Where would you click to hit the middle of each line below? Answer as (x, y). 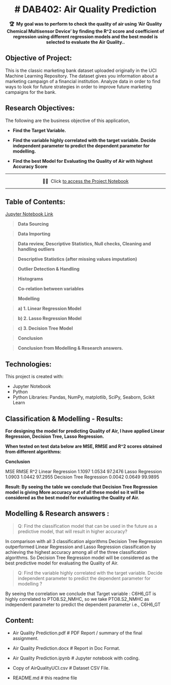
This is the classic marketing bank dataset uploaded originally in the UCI (81, 70)
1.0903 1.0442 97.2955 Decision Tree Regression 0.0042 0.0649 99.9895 (82, 477)
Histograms (30, 279)
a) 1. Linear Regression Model (49, 309)
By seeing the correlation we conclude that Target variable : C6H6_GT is (81, 594)
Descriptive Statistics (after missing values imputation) (77, 259)
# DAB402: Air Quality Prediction (85, 9)
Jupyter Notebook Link (29, 214)
